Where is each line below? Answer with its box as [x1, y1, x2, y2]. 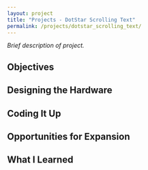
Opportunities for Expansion [7, 130, 131, 142]
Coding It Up [7, 107, 61, 119]
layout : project [7, 10, 53, 17]
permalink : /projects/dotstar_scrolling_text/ [7, 23, 142, 29]
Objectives [7, 61, 55, 72]
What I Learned [7, 154, 74, 166]
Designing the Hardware [7, 85, 113, 96]
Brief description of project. [7, 42, 85, 50]
